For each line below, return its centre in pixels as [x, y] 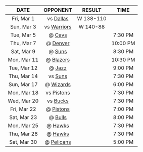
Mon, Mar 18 [23, 92]
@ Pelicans [58, 142]
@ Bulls [58, 117]
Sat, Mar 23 [23, 117]
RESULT [92, 10]
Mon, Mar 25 [23, 125]
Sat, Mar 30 [23, 142]
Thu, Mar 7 [23, 43]
